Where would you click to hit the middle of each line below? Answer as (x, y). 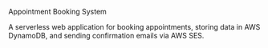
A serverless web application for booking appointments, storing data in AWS (134, 27)
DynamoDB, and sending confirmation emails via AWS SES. (106, 36)
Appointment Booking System (57, 12)
